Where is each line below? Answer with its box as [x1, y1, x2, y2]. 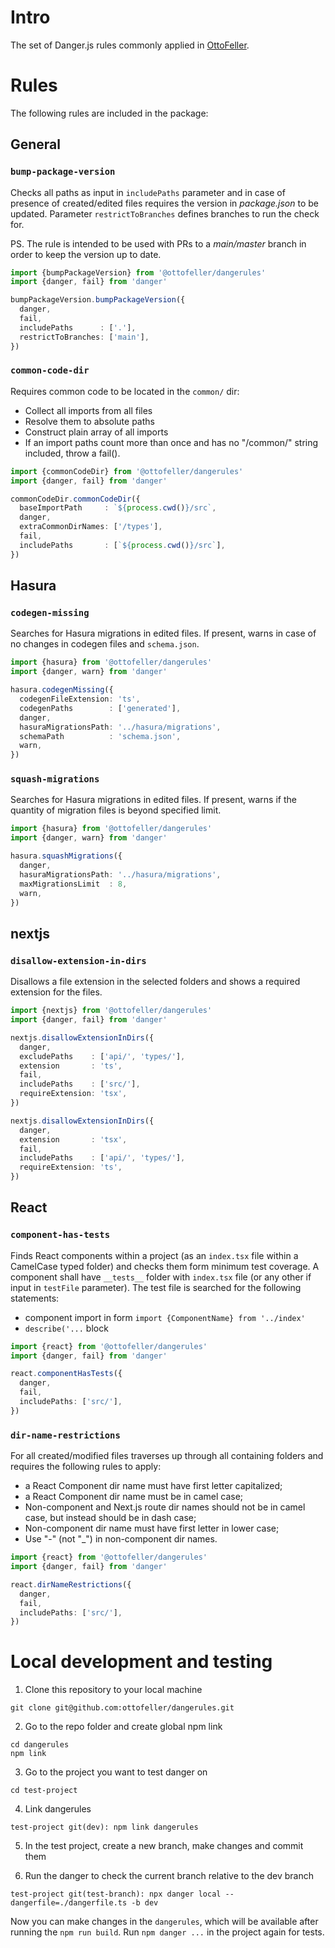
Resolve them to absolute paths [24, 415, 155, 427]
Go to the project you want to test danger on [24, 1766, 208, 1778]
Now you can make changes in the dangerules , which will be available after [10, 1916, 319, 1928]
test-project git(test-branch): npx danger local [10, 1889, 222, 1900]
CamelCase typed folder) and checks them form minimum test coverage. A [10, 1260, 320, 1272]
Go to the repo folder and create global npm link [24, 1721, 223, 1733]
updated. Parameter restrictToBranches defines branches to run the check [10, 207, 320, 220]
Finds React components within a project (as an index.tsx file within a [10, 1249, 299, 1261]
